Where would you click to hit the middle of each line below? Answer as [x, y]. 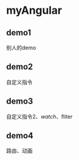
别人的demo [21, 48]
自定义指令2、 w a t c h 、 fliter [39, 116]
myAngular [34, 10]
